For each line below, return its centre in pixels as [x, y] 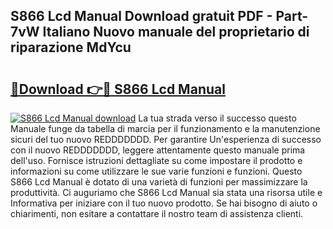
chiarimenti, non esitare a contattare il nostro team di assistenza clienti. [157, 213]
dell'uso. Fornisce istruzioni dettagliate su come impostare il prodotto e [156, 160]
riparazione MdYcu [71, 47]
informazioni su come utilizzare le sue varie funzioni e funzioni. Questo [156, 171]
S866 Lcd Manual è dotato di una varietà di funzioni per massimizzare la [159, 182]
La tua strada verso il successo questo [217, 118]
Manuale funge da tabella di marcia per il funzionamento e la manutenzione [165, 128]
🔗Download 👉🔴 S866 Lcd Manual [118, 89]
